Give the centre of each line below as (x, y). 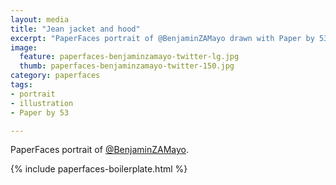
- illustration (42, 103)
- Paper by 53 (40, 112)
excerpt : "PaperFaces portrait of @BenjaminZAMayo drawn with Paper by (162, 38)
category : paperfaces (55, 76)
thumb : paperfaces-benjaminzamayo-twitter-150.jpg (127, 66)
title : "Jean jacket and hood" (75, 29)
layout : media (40, 19)
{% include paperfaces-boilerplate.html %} (99, 169)
